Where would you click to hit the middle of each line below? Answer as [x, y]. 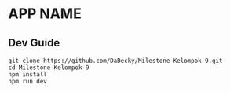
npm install [27, 75]
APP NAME [45, 14]
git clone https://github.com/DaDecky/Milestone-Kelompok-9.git [115, 61]
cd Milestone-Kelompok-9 [49, 68]
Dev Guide [34, 43]
